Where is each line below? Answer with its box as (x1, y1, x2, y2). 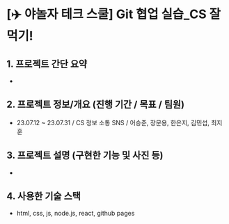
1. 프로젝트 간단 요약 (6, 58, 88, 70)
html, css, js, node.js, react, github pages (16, 209, 135, 218)
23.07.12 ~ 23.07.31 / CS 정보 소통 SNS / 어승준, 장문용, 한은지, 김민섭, (16, 118, 210, 127)
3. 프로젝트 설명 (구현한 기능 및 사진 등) (6, 150, 164, 161)
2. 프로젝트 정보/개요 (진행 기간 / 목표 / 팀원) (6, 99, 185, 111)
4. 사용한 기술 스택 (6, 191, 81, 202)
